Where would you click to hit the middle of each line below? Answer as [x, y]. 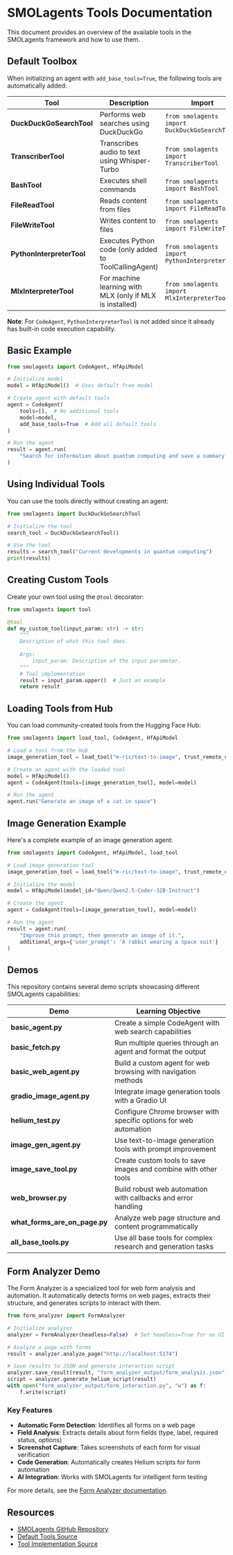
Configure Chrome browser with [167, 1112]
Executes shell [123, 180]
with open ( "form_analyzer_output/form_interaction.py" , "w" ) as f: [107, 1386]
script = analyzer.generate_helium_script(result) [82, 1380]
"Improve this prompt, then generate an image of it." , [102, 935]
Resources [31, 1512]
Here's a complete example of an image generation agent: [90, 839]
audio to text [120, 152]
